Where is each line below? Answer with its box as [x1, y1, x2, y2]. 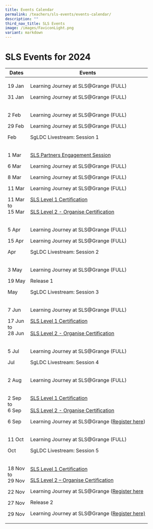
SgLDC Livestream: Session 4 [30, 359, 99, 366]
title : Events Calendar [5, 7, 54, 12]
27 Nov [7, 499, 25, 506]
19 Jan [7, 82, 24, 89]
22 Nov [7, 488, 25, 495]
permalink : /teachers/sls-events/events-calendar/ [5, 12, 112, 17]
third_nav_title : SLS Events [5, 21, 65, 26]
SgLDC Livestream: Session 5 [30, 447, 99, 454]
